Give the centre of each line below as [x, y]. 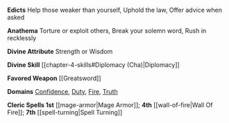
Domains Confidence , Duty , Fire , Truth [62, 92]
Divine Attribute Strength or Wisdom [60, 51]
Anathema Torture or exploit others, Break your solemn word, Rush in [107, 31]
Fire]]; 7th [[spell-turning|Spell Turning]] [65, 112]
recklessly [22, 38]
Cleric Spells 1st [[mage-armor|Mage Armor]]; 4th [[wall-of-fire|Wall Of [110, 105]
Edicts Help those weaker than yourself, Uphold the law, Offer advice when [114, 10]
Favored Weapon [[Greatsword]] [54, 78]
